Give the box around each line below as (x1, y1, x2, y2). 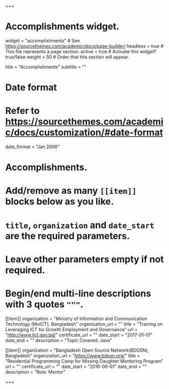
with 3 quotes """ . (5, 299, 84, 310)
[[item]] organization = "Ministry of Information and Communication (5, 315, 148, 322)
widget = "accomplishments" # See (5, 37, 80, 43)
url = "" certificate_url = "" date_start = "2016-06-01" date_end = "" (5, 363, 147, 370)
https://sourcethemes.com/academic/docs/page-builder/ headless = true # (5, 43, 164, 49)
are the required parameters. (5, 230, 130, 242)
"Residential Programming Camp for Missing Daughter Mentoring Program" (5, 358, 163, 364)
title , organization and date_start (5, 219, 155, 231)
